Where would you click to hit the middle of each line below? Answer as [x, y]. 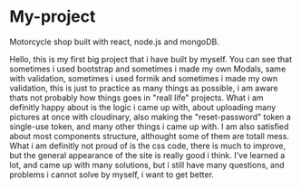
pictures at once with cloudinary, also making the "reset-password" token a [150, 117]
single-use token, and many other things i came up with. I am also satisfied [149, 126]
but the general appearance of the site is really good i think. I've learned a [147, 155]
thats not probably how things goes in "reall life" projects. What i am [137, 98]
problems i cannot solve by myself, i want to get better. [112, 175]
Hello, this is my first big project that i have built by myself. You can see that [151, 59]
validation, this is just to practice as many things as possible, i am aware [144, 88]
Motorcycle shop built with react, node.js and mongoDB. [115, 42]
